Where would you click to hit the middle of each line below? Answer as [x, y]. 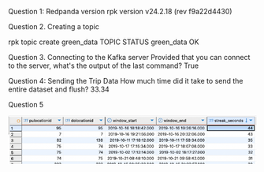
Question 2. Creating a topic [54, 26]
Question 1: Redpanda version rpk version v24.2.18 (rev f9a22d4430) [120, 11]
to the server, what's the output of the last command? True [104, 65]
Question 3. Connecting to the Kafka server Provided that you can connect [129, 57]
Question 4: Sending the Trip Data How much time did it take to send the [126, 81]
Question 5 [26, 105]
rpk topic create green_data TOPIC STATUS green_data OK [104, 42]
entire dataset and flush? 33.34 [59, 89]
